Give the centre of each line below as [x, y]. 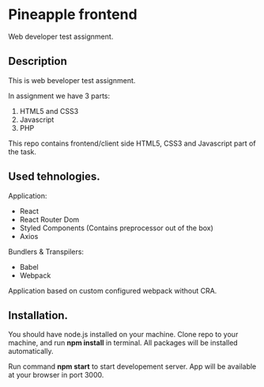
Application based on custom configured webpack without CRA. [113, 290]
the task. [23, 151]
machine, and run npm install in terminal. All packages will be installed [123, 343]
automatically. [31, 351]
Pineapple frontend [73, 15]
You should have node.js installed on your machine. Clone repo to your [123, 335]
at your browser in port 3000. [56, 375]
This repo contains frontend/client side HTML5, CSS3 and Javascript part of [132, 143]
